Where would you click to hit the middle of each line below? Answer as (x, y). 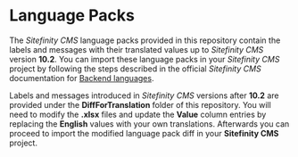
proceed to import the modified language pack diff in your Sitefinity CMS (144, 133)
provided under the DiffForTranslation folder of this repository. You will (141, 104)
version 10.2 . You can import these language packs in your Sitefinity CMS (145, 59)
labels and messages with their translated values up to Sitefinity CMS (137, 49)
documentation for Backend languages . (82, 78)
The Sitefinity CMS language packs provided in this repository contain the (145, 40)
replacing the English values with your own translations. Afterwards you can (149, 124)
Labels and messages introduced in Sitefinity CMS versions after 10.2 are (144, 95)
